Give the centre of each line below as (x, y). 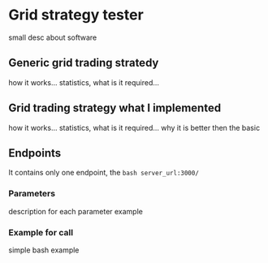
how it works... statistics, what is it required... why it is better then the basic (134, 127)
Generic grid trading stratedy (84, 63)
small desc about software (53, 37)
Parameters (32, 194)
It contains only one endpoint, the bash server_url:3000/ (104, 173)
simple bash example (44, 250)
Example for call (41, 232)
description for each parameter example (76, 211)
